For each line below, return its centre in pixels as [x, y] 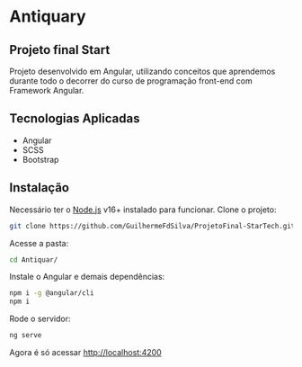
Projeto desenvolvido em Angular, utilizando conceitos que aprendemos [142, 71]
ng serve [26, 336]
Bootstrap [40, 159]
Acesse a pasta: [39, 243]
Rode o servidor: [40, 319]
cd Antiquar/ [34, 260]
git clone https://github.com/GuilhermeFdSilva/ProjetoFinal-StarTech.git [152, 226]
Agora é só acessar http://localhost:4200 [85, 352]
